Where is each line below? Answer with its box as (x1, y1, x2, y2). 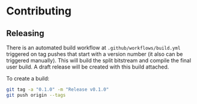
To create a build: (6, 75, 50, 82)
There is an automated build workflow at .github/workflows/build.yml (6, 44, 181, 51)
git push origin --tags (6, 92, 66, 98)
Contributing (6, 4, 72, 18)
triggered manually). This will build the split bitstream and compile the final (6, 57, 192, 64)
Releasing (6, 28, 45, 38)
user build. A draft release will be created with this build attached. (6, 63, 169, 70)
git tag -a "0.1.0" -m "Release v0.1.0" (6, 87, 110, 93)
